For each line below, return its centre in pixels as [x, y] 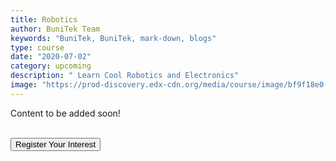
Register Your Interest [56, 144]
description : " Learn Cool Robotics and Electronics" [125, 76]
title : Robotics [44, 19]
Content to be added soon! [65, 113]
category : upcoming [51, 66]
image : [24, 85]
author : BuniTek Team [55, 29]
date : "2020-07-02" [51, 57]
